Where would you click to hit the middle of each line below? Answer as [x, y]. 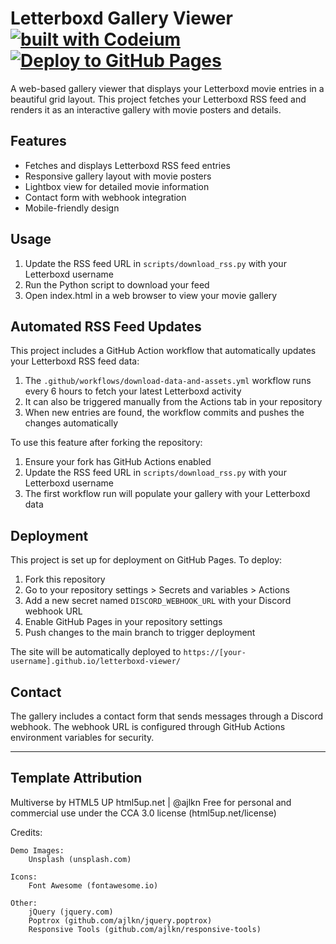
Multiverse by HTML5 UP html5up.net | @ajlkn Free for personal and [151, 802]
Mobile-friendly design [72, 208]
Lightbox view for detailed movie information [117, 186]
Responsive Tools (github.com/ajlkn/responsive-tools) [145, 929]
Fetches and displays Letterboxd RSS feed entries [127, 165]
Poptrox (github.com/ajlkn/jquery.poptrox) [120, 920]
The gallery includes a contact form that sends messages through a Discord [166, 716]
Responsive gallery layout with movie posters [118, 176]
